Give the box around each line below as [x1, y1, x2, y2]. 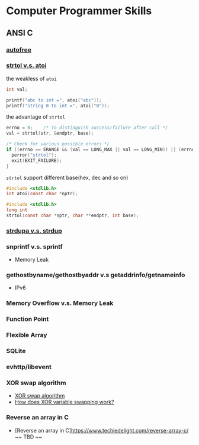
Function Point [6, 315, 49, 323]
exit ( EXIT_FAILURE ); [11, 157, 62, 164]
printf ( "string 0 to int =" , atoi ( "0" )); [6, 103, 110, 109]
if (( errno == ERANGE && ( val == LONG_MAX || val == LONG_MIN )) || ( [6, 147, 182, 152]
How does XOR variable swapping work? [14, 399, 114, 406]
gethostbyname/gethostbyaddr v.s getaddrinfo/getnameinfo [6, 271, 185, 279]
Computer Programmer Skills [6, 4, 152, 18]
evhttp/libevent [6, 363, 52, 371]
